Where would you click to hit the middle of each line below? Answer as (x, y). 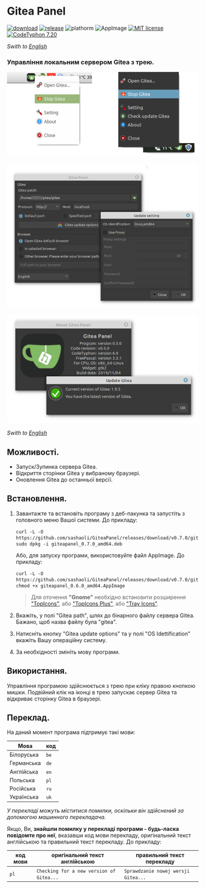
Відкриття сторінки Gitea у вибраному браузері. (78, 474)
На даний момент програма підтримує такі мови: (71, 732)
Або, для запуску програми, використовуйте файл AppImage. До (100, 555)
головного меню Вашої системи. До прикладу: (76, 520)
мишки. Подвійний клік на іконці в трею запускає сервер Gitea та (92, 692)
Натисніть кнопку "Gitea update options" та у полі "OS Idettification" (103, 634)
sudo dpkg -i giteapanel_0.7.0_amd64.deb (69, 544)
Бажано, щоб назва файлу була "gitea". (66, 621)
